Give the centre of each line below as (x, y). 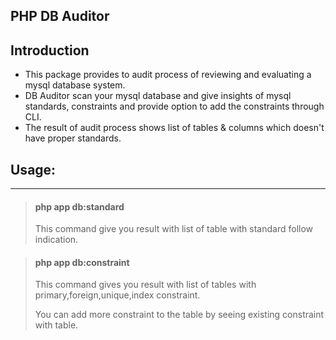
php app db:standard (79, 206)
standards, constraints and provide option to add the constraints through (174, 106)
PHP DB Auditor (60, 16)
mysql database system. (75, 85)
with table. (56, 325)
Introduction (50, 50)
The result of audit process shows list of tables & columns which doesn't (174, 128)
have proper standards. (73, 138)
